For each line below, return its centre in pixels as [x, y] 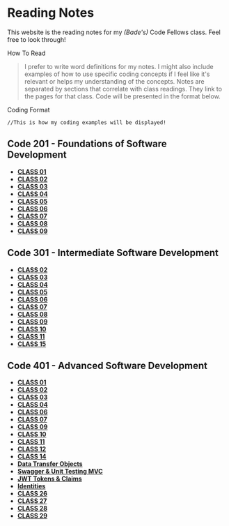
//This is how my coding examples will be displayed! [87, 122]
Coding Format [29, 110]
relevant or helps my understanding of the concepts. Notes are [114, 81]
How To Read [26, 53]
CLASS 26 [32, 494]
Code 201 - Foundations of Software [87, 144]
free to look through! [37, 39]
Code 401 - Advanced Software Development [107, 365]
